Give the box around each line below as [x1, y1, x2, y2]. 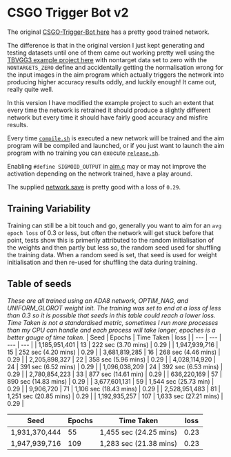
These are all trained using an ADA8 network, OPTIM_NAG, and [7, 296, 188, 305]
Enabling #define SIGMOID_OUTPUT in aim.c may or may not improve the [7, 162, 207, 170]
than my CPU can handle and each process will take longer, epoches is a [7, 326, 216, 334]
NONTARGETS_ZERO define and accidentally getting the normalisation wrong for [7, 63, 224, 71]
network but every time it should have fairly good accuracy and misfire [7, 113, 208, 122]
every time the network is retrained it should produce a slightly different [7, 106, 211, 114]
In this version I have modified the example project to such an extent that [7, 98, 214, 106]
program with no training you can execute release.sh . [7, 149, 160, 157]
